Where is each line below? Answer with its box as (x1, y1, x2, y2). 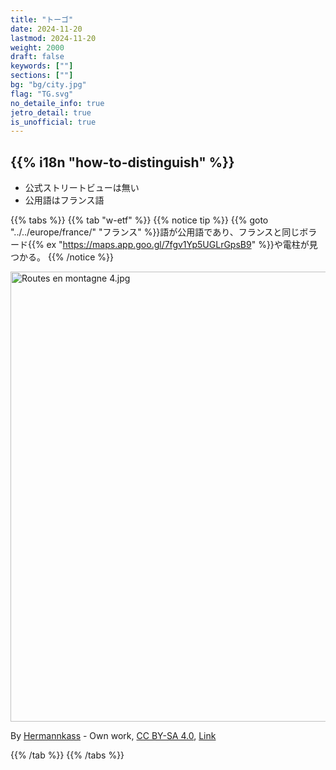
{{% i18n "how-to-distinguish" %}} (10, 154, 235, 171)
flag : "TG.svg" (10, 89, 74, 99)
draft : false (10, 52, 65, 62)
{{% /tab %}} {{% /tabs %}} (10, 749, 125, 761)
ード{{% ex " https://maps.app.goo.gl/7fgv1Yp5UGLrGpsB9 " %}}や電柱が (10, 239, 310, 251)
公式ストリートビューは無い (24, 182, 140, 194)
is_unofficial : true (10, 117, 97, 127)
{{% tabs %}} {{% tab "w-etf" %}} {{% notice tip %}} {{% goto (10, 214, 269, 226)
